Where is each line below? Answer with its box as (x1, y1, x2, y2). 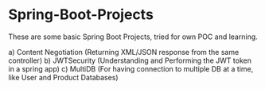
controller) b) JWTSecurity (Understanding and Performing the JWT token (8, 56, 252, 65)
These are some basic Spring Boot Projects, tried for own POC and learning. (8, 32, 259, 41)
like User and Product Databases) (8, 72, 119, 82)
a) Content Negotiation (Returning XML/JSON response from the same (8, 47, 240, 56)
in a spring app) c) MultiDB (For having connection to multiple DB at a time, (8, 64, 254, 73)
